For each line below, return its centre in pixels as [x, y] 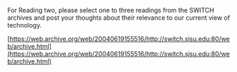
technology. [25, 25]
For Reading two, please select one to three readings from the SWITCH [111, 10]
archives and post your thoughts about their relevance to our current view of [119, 18]
